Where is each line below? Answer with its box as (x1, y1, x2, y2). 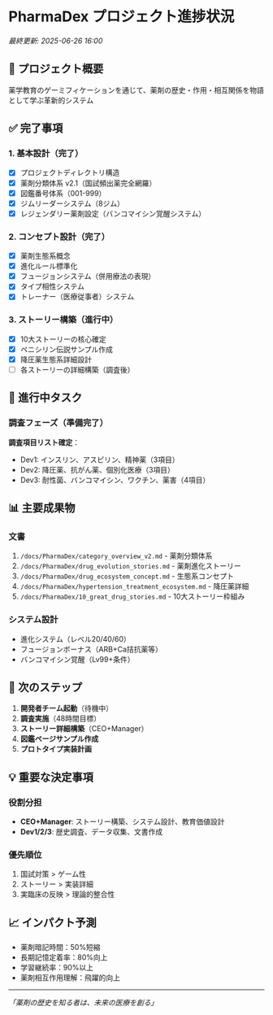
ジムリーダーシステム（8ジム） (19, 198, 124, 208)
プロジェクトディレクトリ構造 (19, 168, 120, 177)
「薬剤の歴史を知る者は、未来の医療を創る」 (8, 998, 158, 1008)
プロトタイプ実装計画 (19, 744, 92, 754)
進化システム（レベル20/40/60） (19, 634, 132, 643)
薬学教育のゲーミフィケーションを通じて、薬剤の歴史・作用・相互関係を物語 (8, 85, 264, 94)
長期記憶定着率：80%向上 (19, 952, 108, 962)
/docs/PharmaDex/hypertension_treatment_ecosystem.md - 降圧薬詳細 (19, 582, 249, 591)
